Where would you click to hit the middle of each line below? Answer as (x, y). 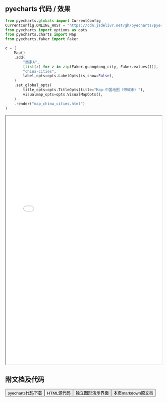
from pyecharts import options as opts (46, 30)
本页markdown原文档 (134, 393)
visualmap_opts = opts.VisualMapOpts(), (63, 94)
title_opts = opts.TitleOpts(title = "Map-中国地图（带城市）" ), (84, 90)
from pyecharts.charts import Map (41, 35)
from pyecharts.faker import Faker (42, 39)
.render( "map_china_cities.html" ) (50, 103)
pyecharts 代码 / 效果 (38, 9)
